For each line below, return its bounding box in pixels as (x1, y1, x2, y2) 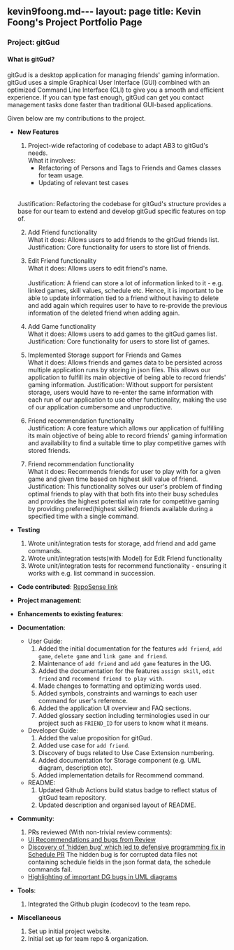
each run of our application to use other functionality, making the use (27, 395, 227, 404)
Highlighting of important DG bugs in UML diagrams (27, 872, 177, 881)
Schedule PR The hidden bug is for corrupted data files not (27, 850, 198, 858)
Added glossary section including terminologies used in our (38, 711, 210, 719)
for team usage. (38, 171, 84, 179)
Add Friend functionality (27, 228, 98, 236)
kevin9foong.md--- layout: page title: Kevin (7, 6, 201, 18)
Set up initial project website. (27, 927, 112, 935)
